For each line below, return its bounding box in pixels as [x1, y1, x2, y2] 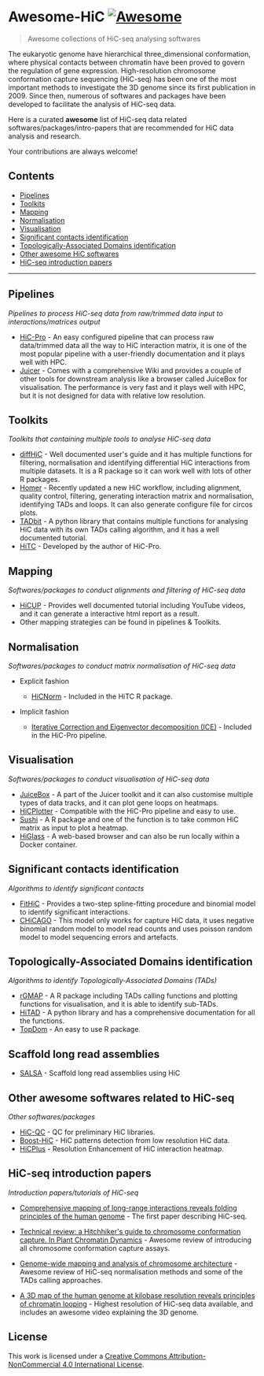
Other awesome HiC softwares [19, 249, 119, 258]
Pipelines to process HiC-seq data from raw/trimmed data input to [8, 308, 224, 318]
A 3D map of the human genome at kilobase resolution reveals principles [19, 1290, 255, 1300]
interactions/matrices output [8, 317, 101, 326]
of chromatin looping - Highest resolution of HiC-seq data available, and [19, 1299, 254, 1308]
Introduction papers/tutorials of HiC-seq [8, 1188, 139, 1197]
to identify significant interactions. [19, 907, 130, 917]
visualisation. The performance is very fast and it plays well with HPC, [19, 382, 246, 391]
